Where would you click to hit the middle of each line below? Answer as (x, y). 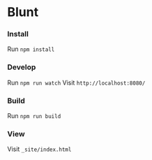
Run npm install (31, 49)
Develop (22, 67)
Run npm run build (34, 116)
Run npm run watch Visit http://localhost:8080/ (76, 82)
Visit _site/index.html (39, 149)
